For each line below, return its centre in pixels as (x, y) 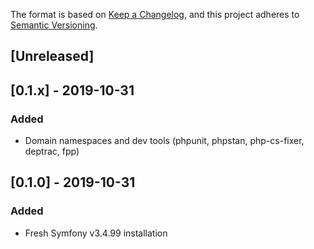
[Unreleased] (52, 56)
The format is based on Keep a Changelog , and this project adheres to (155, 14)
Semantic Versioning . (54, 25)
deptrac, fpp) (52, 151)
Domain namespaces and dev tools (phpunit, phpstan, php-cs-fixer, (164, 141)
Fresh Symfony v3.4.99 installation (96, 233)
